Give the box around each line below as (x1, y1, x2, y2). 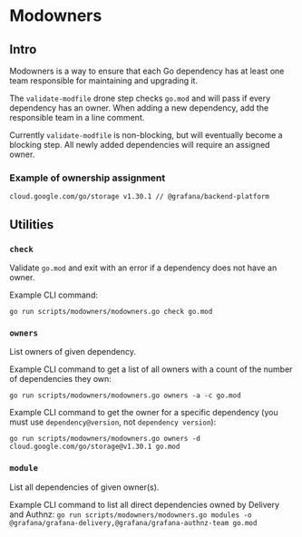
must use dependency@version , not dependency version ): (9, 416, 217, 427)
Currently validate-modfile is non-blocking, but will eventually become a (9, 130, 283, 141)
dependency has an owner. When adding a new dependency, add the (9, 103, 269, 113)
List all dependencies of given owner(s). (9, 482, 160, 493)
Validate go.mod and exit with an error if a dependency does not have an (9, 262, 278, 273)
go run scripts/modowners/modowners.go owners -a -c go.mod (9, 391, 242, 400)
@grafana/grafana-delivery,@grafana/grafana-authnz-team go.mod (9, 518, 258, 527)
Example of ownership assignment (9, 171, 166, 184)
